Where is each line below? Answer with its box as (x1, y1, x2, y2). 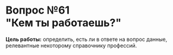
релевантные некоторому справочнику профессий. (5, 42, 137, 49)
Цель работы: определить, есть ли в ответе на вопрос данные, (5, 35, 168, 43)
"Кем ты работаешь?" (5, 16, 122, 30)
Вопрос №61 (5, 4, 70, 17)
